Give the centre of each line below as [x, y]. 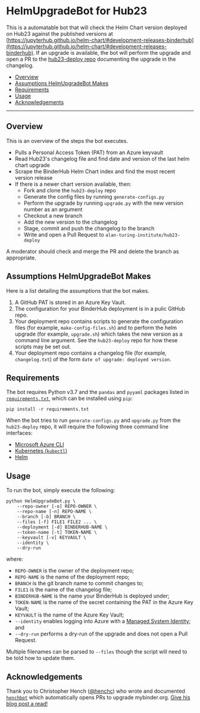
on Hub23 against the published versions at [60, 33]
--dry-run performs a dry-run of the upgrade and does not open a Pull [101, 634]
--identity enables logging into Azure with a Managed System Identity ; [103, 621]
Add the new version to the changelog [71, 222]
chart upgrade [32, 165]
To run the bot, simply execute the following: [61, 490]
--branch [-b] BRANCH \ [46, 517]
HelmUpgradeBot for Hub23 [77, 11]
